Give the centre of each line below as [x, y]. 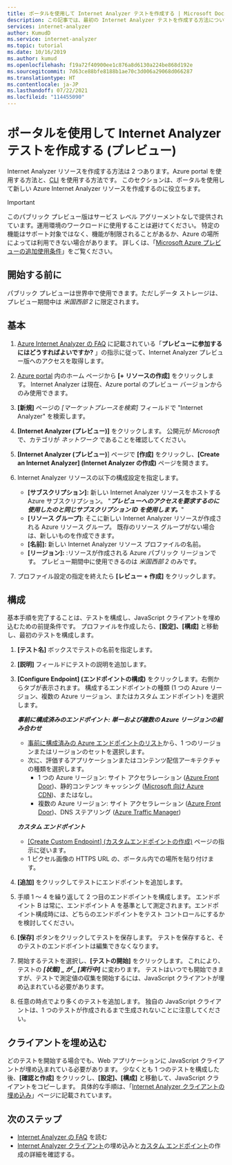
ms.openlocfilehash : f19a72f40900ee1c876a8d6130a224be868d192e [100, 65]
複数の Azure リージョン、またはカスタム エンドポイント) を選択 [133, 696]
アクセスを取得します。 [74, 361]
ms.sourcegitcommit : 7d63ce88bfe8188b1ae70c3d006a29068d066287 [100, 71]
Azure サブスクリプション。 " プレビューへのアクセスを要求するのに [123, 501]
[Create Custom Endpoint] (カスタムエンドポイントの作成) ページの [123, 841]
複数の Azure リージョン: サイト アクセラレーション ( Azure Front [129, 803]
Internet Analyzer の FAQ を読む [62, 1137]
